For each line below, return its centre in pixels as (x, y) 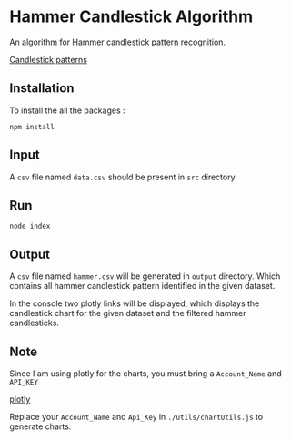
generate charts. (40, 426)
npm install (32, 127)
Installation (42, 88)
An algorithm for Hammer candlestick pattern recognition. (117, 42)
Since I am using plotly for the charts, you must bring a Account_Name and (145, 374)
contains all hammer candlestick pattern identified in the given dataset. (142, 286)
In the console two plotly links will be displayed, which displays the (135, 303)
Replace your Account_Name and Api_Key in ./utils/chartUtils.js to (136, 417)
